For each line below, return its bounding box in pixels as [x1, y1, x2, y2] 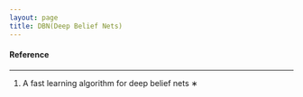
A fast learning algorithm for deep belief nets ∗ [22, 77, 198, 88]
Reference [9, 49, 50, 60]
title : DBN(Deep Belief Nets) [9, 22, 124, 31]
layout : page [9, 13, 59, 22]
